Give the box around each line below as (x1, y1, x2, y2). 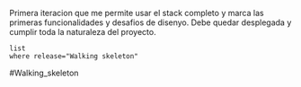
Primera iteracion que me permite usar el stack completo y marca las (9, 8, 264, 18)
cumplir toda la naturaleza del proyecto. (9, 27, 156, 37)
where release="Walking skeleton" (9, 52, 139, 61)
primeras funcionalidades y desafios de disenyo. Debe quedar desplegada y (9, 17, 292, 28)
